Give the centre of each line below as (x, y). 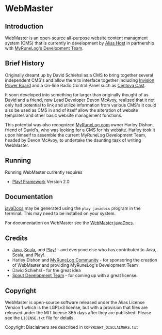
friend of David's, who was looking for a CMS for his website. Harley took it (80, 130)
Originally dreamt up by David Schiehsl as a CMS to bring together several (79, 75)
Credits (16, 238)
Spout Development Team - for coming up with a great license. (75, 275)
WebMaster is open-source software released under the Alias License (75, 303)
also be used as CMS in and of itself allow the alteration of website (72, 110)
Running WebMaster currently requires (44, 172)
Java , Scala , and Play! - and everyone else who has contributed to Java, (84, 250)
